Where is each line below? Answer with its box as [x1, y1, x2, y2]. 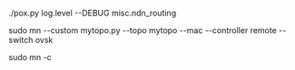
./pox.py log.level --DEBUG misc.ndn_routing [8, 8, 177, 18]
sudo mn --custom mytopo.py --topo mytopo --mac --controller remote [8, 25, 278, 35]
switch [8, 35, 34, 45]
